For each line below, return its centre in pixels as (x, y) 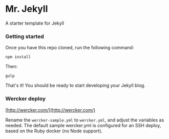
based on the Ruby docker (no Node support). (54, 131)
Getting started (25, 36)
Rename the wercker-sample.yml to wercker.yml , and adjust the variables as (85, 120)
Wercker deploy (26, 99)
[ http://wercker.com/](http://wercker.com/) (50, 110)
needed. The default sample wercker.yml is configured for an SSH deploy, (83, 125)
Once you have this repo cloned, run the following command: (70, 48)
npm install (18, 57)
